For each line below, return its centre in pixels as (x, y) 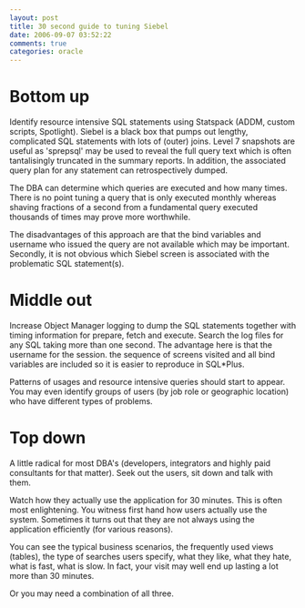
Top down (48, 438)
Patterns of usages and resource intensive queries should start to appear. (147, 382)
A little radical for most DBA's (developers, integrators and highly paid (140, 463)
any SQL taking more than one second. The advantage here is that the (141, 345)
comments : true (38, 43)
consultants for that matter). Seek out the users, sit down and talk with (141, 472)
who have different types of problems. (81, 401)
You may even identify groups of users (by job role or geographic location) (149, 391)
